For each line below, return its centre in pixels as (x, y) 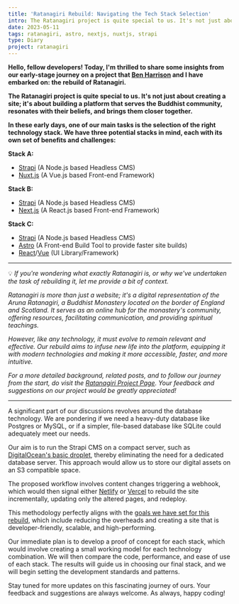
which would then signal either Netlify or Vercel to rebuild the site (104, 491)
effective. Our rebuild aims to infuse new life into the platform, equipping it (117, 346)
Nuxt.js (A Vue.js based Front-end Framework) (87, 175)
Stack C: (21, 224)
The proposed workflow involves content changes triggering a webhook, (114, 484)
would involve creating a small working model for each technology (105, 549)
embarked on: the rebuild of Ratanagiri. (67, 82)
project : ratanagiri (39, 47)
